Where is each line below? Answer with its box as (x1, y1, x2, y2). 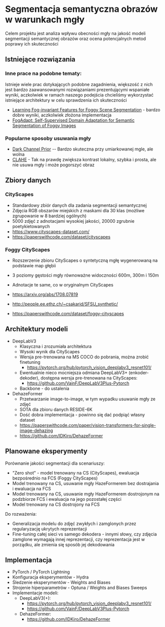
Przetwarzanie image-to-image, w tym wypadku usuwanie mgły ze (19, 396, 156, 402)
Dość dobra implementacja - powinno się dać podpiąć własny (19, 412, 145, 418)
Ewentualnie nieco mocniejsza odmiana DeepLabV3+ (19, 370, 128, 376)
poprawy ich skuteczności (5, 41, 59, 47)
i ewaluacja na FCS (12, 485, 51, 491)
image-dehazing (19, 427, 53, 434)
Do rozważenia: (5, 511, 37, 517)
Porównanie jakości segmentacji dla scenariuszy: (5, 460, 105, 466)
